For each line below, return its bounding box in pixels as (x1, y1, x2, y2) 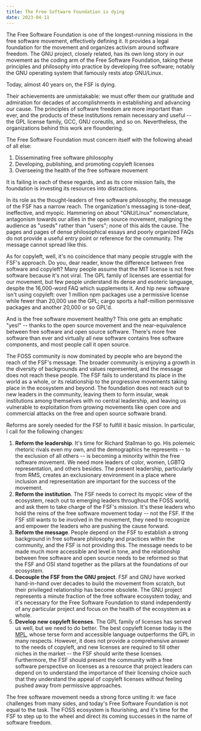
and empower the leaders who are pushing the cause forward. (14, 522, 170, 529)
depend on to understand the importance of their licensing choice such (14, 669, 191, 676)
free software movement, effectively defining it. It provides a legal (6, 37, 169, 44)
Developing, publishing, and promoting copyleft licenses (14, 160, 154, 167)
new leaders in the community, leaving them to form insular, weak (6, 391, 169, 398)
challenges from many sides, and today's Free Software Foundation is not (6, 700, 188, 707)
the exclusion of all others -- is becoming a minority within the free (14, 452, 180, 459)
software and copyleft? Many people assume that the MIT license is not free (6, 265, 194, 272)
